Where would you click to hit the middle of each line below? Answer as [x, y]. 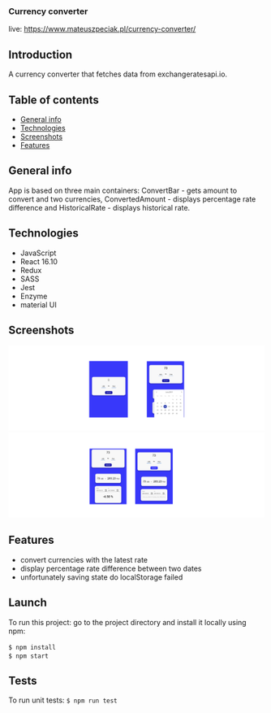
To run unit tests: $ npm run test [63, 700]
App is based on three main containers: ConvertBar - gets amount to [123, 190]
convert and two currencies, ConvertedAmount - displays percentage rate [132, 199]
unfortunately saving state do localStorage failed [101, 577]
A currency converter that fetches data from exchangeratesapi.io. [118, 74]
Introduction [41, 54]
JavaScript [38, 253]
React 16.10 [39, 261]
